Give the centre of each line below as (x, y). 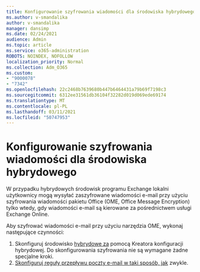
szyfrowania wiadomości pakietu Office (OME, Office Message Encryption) (98, 201)
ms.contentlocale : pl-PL (37, 106)
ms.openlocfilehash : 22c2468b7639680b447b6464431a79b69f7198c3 (86, 90)
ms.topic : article (29, 45)
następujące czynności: (35, 232)
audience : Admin (26, 39)
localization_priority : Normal (45, 62)
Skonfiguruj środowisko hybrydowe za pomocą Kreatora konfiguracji (99, 244)
